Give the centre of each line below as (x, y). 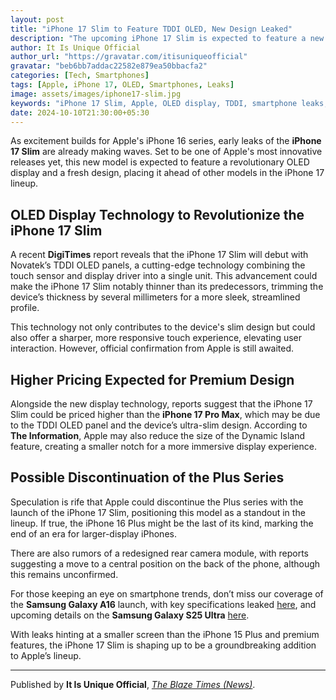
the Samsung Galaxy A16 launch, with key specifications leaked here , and (163, 604)
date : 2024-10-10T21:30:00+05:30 (80, 112)
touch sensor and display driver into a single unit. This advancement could (164, 276)
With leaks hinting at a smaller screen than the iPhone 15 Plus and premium (165, 634)
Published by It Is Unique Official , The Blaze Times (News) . (133, 684)
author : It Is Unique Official (75, 47)
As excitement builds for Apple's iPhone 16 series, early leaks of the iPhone (166, 141)
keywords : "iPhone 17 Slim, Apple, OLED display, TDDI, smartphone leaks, (169, 103)
